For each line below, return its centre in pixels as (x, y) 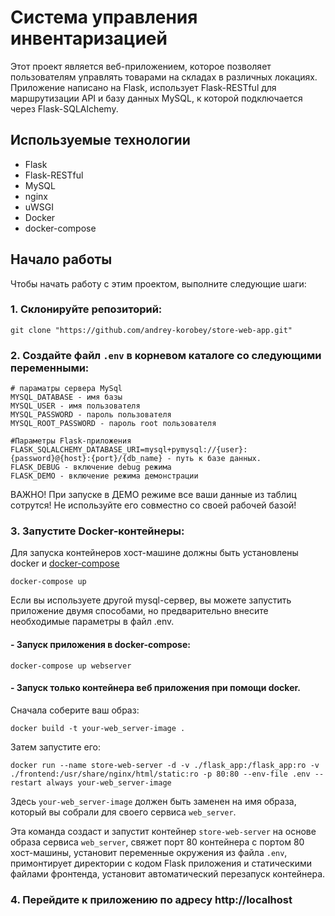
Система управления (104, 17)
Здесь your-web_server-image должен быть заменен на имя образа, (153, 801)
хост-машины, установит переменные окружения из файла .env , (149, 852)
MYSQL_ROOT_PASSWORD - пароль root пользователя (113, 424)
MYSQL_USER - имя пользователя (75, 406)
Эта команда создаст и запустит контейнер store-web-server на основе (163, 831)
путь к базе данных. (218, 459)
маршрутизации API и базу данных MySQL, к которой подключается (156, 98)
